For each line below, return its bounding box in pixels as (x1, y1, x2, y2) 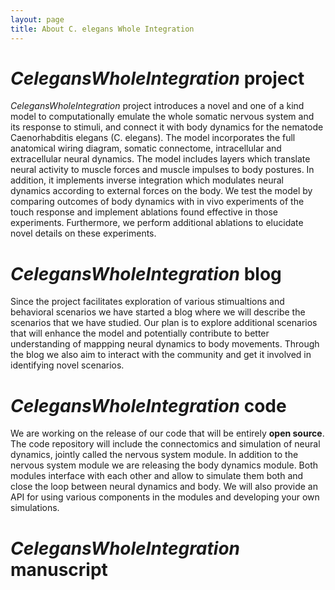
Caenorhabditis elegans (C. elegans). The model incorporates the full (10, 132, 296, 144)
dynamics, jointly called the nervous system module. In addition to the (10, 449, 299, 461)
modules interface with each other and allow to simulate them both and (10, 470, 304, 482)
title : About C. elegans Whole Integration (10, 24, 195, 34)
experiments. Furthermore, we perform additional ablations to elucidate (10, 217, 304, 229)
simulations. (10, 502, 60, 514)
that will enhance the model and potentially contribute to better (10, 327, 270, 340)
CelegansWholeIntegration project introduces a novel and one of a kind (10, 100, 305, 112)
